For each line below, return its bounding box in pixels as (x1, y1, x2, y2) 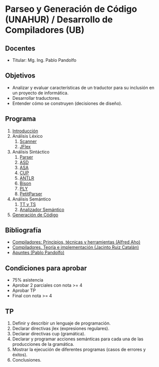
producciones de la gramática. (12, 341, 74, 347)
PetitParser (19, 191, 43, 197)
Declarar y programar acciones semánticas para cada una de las (12, 336, 144, 342)
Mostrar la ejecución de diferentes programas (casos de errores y (12, 347, 146, 353)
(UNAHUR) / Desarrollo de (5, 14, 113, 25)
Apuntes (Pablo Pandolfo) (12, 249, 65, 255)
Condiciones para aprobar (5, 264, 87, 272)
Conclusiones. (12, 357, 42, 363)
